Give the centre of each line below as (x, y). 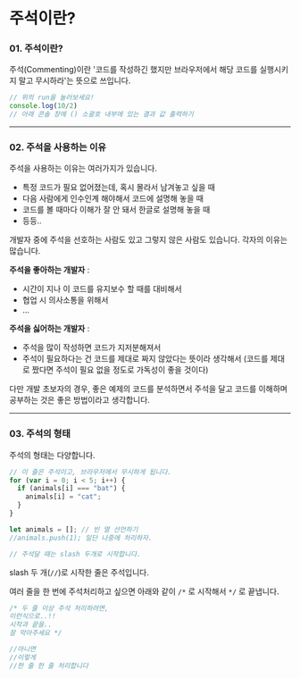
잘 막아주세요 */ (36, 633)
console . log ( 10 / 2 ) (43, 106)
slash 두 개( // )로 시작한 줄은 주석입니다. (79, 572)
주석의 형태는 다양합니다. (52, 455)
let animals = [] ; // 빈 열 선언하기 (74, 529)
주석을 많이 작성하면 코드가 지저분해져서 (92, 347)
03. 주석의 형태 (40, 434)
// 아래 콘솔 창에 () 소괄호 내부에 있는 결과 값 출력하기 (101, 114)
